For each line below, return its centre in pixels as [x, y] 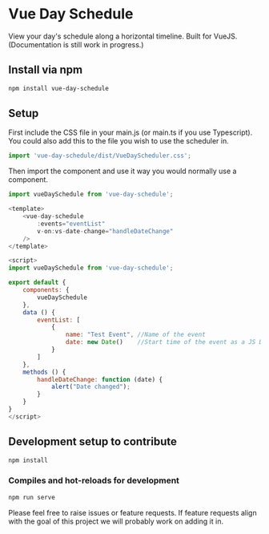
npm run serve [32, 497]
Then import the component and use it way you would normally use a [122, 171]
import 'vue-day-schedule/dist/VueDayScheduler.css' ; [100, 156]
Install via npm [45, 70]
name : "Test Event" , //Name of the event [135, 335]
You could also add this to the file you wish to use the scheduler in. [119, 141]
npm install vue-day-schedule [59, 88]
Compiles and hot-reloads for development [94, 480]
